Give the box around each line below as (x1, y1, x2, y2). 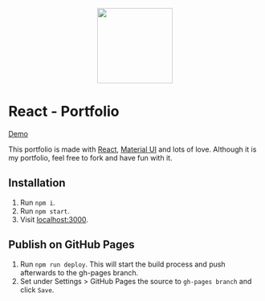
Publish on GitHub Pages (8, 238, 135, 252)
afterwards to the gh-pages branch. (19, 267, 139, 277)
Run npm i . (19, 197, 56, 207)
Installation (8, 177, 66, 190)
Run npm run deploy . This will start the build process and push (19, 259, 226, 269)
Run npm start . (19, 205, 70, 216)
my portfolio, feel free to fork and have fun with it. (8, 153, 173, 162)
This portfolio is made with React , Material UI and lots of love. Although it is (8, 144, 257, 154)
